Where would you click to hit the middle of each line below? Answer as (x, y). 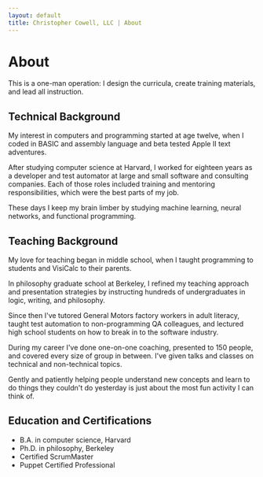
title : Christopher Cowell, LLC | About (75, 23)
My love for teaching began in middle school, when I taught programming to (131, 260)
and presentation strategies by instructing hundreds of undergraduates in (127, 292)
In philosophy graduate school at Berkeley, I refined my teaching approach (129, 283)
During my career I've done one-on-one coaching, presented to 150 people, (131, 348)
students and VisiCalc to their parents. (70, 268)
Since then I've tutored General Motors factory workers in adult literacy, (124, 316)
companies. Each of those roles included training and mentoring (112, 184)
